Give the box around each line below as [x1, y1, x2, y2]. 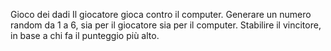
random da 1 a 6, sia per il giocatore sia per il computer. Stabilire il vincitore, [10, 19, 322, 31]
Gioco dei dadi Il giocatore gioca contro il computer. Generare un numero [10, 9, 312, 20]
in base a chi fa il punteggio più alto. [10, 30, 160, 41]
